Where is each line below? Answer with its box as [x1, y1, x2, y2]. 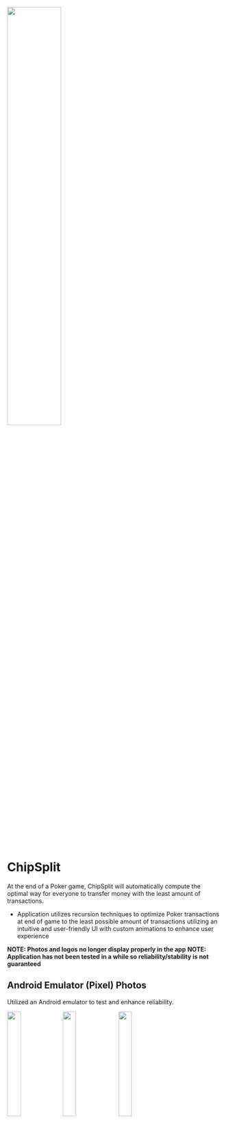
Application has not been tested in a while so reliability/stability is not [7, 952, 209, 960]
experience [16, 932, 49, 940]
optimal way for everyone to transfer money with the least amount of [7, 889, 201, 897]
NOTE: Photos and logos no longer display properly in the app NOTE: [7, 945, 207, 953]
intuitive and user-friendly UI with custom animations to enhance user [16, 924, 214, 932]
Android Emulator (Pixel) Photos [7, 980, 147, 991]
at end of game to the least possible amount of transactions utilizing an [16, 917, 218, 925]
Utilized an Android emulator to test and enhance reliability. [7, 997, 174, 1006]
